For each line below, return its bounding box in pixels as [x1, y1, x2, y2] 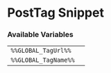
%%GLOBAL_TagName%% [10, 56, 75, 64]
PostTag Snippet [7, 5, 104, 21]
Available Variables [7, 30, 74, 40]
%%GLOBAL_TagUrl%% [10, 47, 71, 55]
